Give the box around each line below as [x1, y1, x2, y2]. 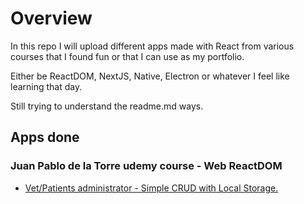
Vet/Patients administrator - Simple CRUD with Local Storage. [24, 182, 279, 194]
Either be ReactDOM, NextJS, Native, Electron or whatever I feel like [10, 70, 290, 82]
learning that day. [10, 80, 83, 92]
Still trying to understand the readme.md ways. [10, 100, 204, 112]
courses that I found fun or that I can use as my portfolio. [10, 50, 245, 62]
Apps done [10, 129, 80, 146]
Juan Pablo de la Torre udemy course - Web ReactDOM [10, 159, 283, 173]
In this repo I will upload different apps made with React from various [10, 40, 295, 52]
